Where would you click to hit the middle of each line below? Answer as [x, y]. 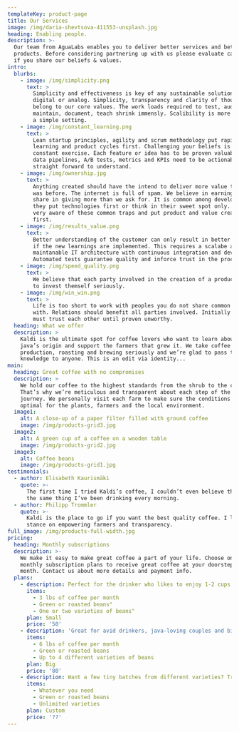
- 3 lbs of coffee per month [76, 598]
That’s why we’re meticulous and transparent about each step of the [126, 392]
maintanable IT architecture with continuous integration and [127, 253]
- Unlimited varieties [67, 703]
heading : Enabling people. [47, 34]
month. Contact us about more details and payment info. [106, 571]
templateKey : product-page [47, 14]
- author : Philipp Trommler [55, 505]
